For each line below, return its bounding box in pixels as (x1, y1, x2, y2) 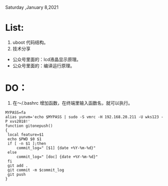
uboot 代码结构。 (12, 39, 48, 45)
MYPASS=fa (5, 110, 26, 115)
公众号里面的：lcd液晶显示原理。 (12, 56, 81, 62)
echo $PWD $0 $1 (7, 136, 42, 142)
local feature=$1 (7, 132, 44, 137)
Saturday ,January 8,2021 (5, 5, 59, 10)
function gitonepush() (5, 123, 53, 128)
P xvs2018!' (5, 119, 30, 124)
